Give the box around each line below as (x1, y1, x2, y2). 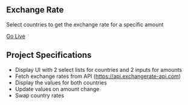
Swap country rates (15, 92, 65, 99)
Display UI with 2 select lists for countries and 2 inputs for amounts (15, 66, 183, 73)
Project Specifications (6, 50, 92, 60)
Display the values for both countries (15, 78, 107, 86)
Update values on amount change (15, 85, 100, 92)
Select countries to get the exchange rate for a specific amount (6, 21, 164, 28)
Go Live (6, 33, 25, 40)
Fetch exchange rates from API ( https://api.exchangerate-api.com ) (15, 72, 181, 80)
